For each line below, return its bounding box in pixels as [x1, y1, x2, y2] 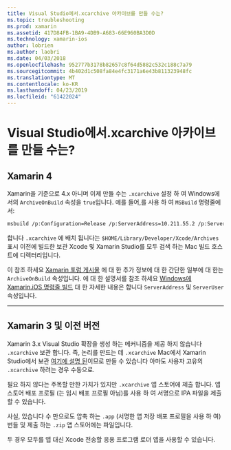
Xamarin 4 [7, 170, 53, 182]
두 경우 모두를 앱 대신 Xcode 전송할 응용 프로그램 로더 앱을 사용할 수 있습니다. [7, 435, 215, 443]
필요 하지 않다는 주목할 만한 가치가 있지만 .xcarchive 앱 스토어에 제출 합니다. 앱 [7, 380, 221, 388]
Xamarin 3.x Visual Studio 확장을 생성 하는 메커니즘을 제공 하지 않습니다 [7, 339, 202, 348]
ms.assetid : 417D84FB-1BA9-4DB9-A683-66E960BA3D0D [7, 29, 155, 37]
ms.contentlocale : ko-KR [7, 81, 78, 88]
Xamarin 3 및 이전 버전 [7, 320, 100, 331]
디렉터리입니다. [19, 251, 60, 259]
